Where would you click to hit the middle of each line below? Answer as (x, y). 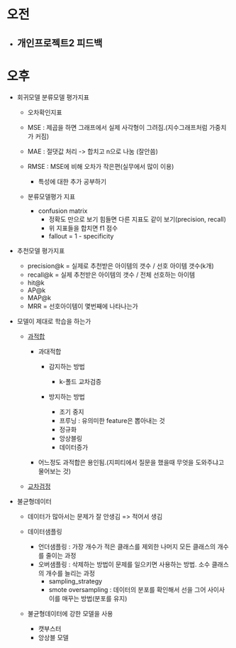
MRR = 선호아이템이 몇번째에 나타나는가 (83, 306)
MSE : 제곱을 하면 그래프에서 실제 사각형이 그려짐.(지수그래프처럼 (118, 127)
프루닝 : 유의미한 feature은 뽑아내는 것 (112, 420)
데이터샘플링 (45, 531)
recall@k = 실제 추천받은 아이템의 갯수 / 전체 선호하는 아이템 (111, 275)
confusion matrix (63, 211)
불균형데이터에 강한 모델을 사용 (70, 613)
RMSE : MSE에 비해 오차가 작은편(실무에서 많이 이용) (101, 166)
